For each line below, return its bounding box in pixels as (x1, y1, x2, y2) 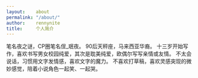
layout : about (6, 8, 50, 15)
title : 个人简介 (6, 25, 54, 32)
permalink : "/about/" (6, 14, 61, 20)
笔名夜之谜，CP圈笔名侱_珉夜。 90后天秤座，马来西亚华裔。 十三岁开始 (6, 43, 183, 50)
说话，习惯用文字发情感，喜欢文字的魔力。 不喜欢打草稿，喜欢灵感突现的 (6, 58, 187, 65)
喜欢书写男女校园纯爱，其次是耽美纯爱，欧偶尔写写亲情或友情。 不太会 (16, 50, 192, 58)
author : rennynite (6, 20, 61, 26)
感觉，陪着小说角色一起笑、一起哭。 (11, 65, 101, 73)
